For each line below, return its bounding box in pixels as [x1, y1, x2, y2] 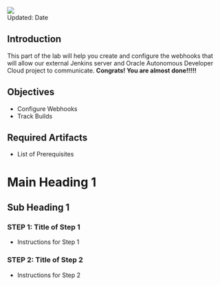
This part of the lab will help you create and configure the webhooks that [7, 52, 213, 60]
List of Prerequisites [16, 150, 74, 159]
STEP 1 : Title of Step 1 [7, 222, 80, 232]
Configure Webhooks [16, 104, 78, 113]
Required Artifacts [7, 132, 88, 144]
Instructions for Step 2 [16, 271, 81, 279]
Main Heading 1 [7, 174, 97, 190]
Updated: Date [7, 14, 49, 21]
